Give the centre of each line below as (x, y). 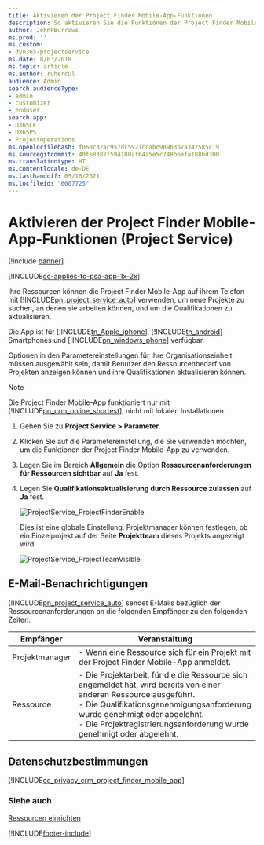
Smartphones (30, 340)
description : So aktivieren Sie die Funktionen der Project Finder (121, 23)
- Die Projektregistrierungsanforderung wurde (163, 724)
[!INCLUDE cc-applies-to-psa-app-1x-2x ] (74, 276)
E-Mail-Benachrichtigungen (78, 584)
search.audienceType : (44, 88)
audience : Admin (35, 81)
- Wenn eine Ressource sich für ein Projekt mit (165, 652)
